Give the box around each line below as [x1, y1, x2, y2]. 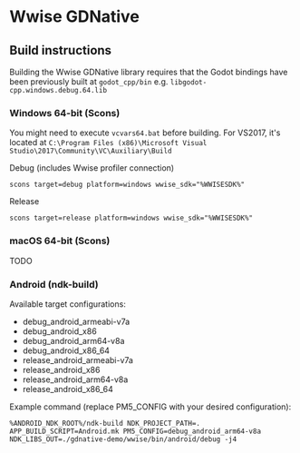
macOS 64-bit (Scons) [9, 234, 111, 247]
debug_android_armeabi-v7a [22, 316, 131, 327]
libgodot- [169, 78, 208, 87]
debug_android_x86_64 [22, 345, 111, 356]
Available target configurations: [9, 298, 127, 310]
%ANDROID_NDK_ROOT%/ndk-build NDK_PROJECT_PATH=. [9, 419, 201, 428]
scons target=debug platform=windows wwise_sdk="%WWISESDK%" [9, 180, 246, 190]
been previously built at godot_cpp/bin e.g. [9, 76, 169, 87]
